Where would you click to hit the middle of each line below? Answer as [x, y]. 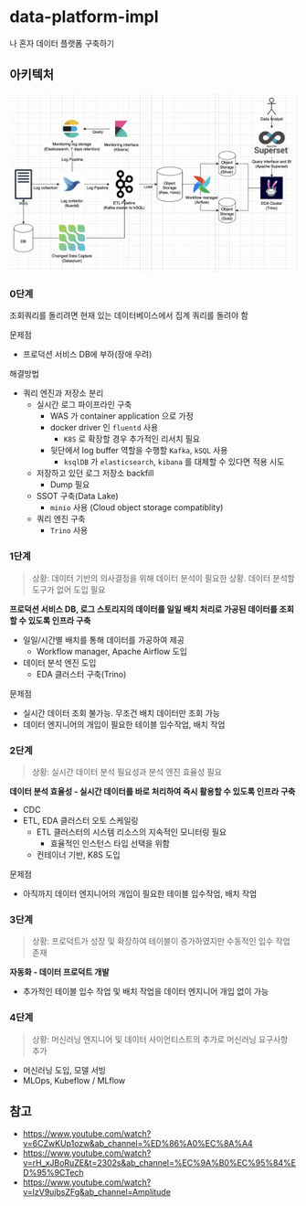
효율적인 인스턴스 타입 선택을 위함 [110, 843]
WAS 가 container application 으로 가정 [121, 416]
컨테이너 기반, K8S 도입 [78, 854]
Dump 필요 [70, 485]
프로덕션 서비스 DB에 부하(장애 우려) [87, 355]
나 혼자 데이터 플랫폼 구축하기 [62, 43]
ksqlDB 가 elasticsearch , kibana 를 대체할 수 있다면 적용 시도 [174, 462]
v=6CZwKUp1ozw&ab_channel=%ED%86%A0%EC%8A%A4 [137, 1144]
